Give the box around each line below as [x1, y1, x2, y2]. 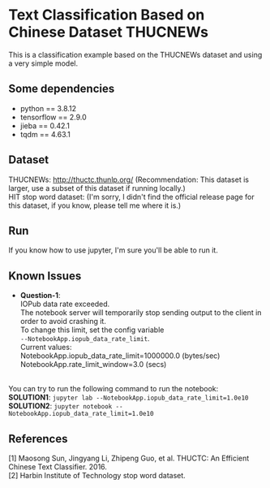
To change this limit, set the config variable [19, 325, 165, 335]
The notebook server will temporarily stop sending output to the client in [19, 308, 262, 317]
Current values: [19, 343, 72, 352]
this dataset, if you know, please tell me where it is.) [8, 201, 181, 210]
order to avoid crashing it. [19, 317, 107, 326]
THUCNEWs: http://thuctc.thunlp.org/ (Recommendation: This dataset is [8, 175, 250, 184]
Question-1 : [19, 291, 61, 300]
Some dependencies [8, 82, 115, 96]
